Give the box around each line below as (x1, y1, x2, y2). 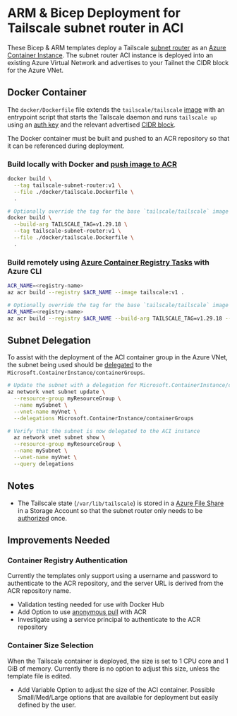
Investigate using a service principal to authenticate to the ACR (17, 616, 201, 624)
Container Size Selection (7, 640, 94, 650)
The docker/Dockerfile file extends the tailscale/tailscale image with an (7, 105, 225, 114)
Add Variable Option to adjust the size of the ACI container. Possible (17, 685, 215, 694)
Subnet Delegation (7, 334, 91, 346)
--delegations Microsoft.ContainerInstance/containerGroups (13, 415, 194, 422)
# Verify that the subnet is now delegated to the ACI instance (7, 427, 200, 434)
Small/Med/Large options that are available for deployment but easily (17, 693, 219, 701)
